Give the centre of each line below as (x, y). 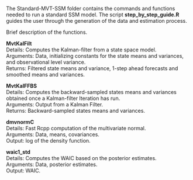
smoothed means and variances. (45, 75)
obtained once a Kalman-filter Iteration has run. (63, 98)
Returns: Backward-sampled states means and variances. (75, 111)
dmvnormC (20, 122)
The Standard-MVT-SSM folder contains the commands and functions (91, 8)
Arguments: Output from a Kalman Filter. (55, 104)
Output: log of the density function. (48, 141)
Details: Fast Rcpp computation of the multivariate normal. (76, 128)
